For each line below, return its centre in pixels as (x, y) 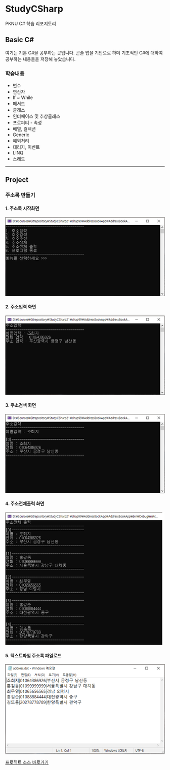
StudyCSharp (34, 9)
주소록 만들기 (20, 195)
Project (17, 180)
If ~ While (23, 98)
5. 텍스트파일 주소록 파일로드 (33, 655)
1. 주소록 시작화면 (22, 208)
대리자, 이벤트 (26, 147)
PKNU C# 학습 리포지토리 (31, 23)
